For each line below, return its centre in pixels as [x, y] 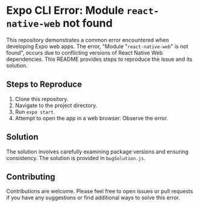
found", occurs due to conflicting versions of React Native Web [84, 52]
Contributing [31, 177]
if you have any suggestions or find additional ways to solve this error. [93, 198]
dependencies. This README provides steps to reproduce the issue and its [99, 59]
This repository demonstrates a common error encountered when [88, 40]
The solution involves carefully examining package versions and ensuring [97, 152]
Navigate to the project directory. [56, 105]
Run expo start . [35, 111]
